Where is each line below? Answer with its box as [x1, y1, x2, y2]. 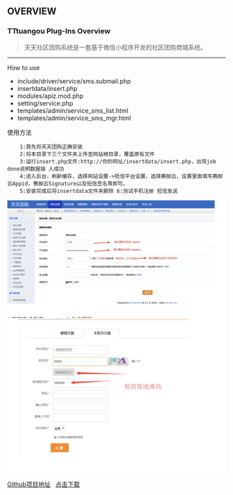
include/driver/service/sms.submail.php [17, 76, 132, 85]
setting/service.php [17, 99, 74, 107]
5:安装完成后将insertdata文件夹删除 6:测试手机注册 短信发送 [19, 187, 178, 194]
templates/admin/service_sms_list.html [17, 106, 128, 115]
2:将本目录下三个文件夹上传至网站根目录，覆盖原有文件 [19, 151, 155, 158]
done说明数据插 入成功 [7, 165, 64, 172]
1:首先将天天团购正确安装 [19, 143, 83, 150]
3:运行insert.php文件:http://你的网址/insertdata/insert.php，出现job [19, 158, 216, 165]
